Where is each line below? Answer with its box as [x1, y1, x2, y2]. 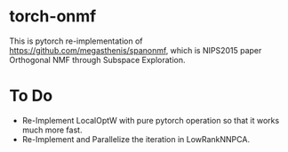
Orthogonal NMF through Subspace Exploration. [9, 54, 186, 65]
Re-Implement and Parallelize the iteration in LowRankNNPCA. [21, 133, 251, 144]
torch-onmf [9, 6, 97, 27]
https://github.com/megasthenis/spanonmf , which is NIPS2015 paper [9, 44, 262, 55]
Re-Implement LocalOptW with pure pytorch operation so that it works [21, 115, 280, 125]
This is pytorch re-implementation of [9, 36, 143, 46]
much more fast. [21, 124, 83, 135]
